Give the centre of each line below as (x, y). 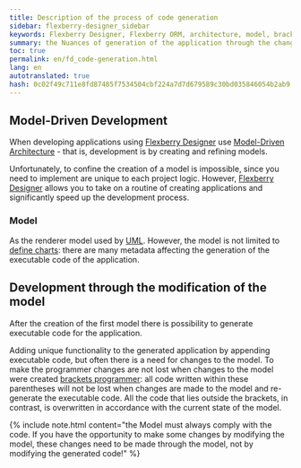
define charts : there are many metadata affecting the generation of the (140, 250)
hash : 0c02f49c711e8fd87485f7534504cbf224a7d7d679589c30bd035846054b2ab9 (150, 84)
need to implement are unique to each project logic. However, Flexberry (142, 178)
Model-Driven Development (89, 121)
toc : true (28, 51)
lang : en (26, 68)
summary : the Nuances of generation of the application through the (140, 43)
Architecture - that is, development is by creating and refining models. (138, 152)
